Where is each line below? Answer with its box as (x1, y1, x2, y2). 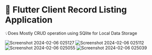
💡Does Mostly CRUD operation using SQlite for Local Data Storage (5, 30, 138, 36)
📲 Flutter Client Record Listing (5, 4, 127, 15)
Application (5, 14, 53, 25)
